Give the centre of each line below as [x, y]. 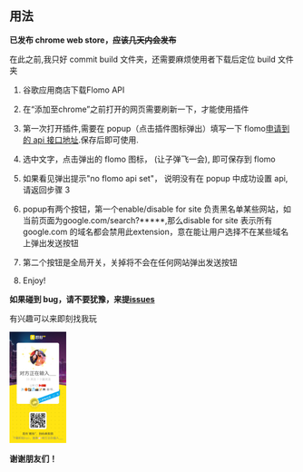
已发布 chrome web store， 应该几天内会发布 [93, 40]
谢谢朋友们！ [33, 458]
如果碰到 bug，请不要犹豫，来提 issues [83, 299]
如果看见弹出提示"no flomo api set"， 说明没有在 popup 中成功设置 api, [155, 178]
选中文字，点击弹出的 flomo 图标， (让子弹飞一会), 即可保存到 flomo [149, 159]
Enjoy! [34, 280]
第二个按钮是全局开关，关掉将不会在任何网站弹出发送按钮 [130, 262]
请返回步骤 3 [46, 190]
